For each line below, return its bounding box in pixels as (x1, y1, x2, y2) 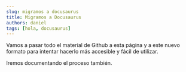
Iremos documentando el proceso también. (6, 60, 112, 67)
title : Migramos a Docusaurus (6, 14, 82, 20)
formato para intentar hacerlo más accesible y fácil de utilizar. (6, 48, 158, 55)
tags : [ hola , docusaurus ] (6, 25, 71, 32)
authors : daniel (6, 20, 47, 26)
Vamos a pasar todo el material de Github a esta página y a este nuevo (6, 42, 181, 49)
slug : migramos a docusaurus (6, 8, 79, 15)
